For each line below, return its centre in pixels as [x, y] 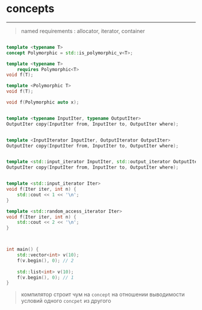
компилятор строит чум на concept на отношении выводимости [103, 294]
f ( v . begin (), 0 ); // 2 [45, 261]
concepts [30, 9]
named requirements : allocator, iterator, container [83, 31]
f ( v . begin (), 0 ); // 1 [45, 277]
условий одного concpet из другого [66, 301]
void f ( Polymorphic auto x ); [43, 102]
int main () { [23, 250]
